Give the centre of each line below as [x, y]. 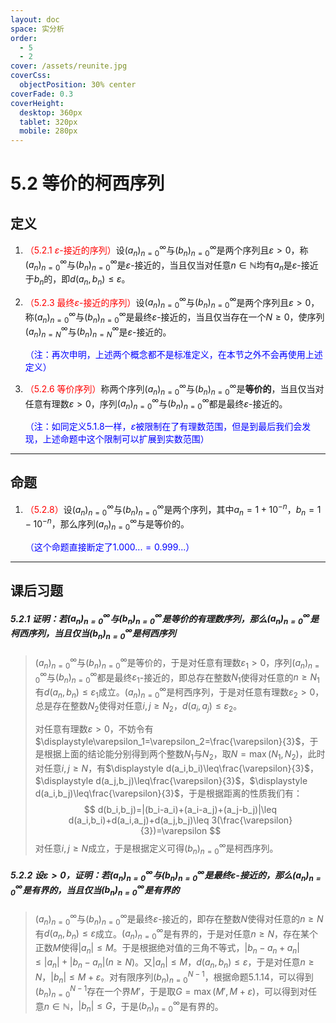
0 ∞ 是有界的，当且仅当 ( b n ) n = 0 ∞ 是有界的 [95, 890]
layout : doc [35, 19]
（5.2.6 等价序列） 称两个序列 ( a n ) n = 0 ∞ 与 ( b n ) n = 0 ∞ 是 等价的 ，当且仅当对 [174, 389]
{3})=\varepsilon [173, 831]
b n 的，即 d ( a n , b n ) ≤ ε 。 [82, 280]
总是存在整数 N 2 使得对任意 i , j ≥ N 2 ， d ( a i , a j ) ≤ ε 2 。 [138, 707]
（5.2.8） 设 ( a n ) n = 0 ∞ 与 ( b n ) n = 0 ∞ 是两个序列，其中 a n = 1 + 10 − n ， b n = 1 [173, 509]
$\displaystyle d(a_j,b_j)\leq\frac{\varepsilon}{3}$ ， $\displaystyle [171, 781]
